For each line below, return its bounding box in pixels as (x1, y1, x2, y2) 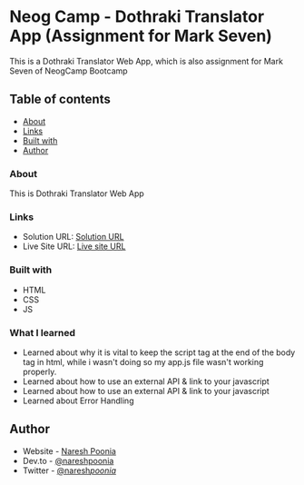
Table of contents (9, 92, 111, 107)
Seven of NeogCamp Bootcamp (9, 65, 129, 76)
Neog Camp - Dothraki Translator (9, 6, 265, 27)
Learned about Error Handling (22, 395, 134, 406)
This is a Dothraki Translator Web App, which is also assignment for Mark (9, 55, 284, 66)
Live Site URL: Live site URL (22, 241, 126, 252)
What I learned (9, 326, 75, 339)
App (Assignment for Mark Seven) (9, 25, 272, 46)
